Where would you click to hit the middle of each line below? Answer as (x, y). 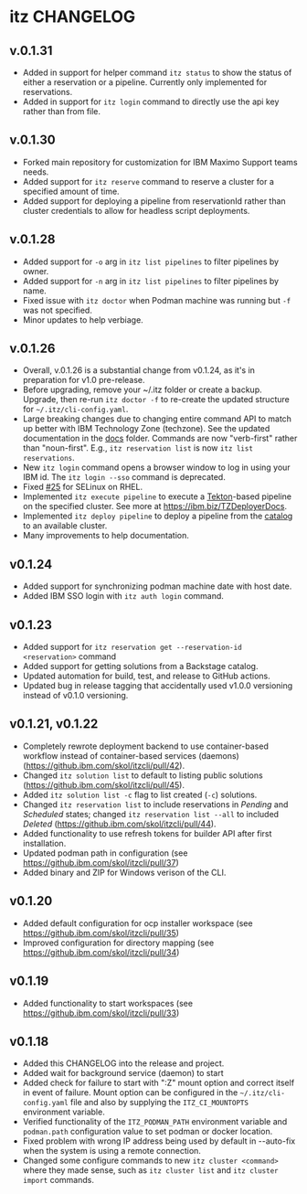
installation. (44, 843)
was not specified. (58, 310)
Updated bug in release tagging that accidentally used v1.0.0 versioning (158, 686)
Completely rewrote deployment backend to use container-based (146, 746)
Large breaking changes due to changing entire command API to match (157, 419)
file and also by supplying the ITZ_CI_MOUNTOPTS (159, 1103)
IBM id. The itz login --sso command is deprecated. (124, 477)
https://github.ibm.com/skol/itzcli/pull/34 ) (101, 952)
